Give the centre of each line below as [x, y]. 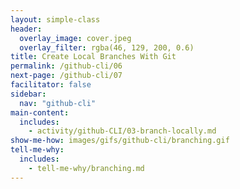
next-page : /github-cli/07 [66, 76]
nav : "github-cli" [58, 103]
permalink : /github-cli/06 [66, 66]
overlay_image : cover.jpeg [75, 38]
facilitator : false [51, 85]
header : [26, 29]
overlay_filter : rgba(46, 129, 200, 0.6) [107, 47]
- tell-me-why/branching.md [86, 168]
